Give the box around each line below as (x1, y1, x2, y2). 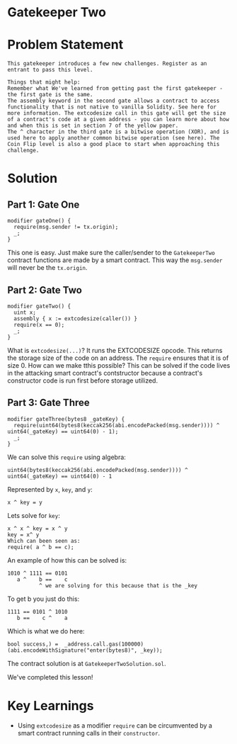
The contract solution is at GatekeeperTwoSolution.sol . (7, 659, 166, 667)
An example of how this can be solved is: (7, 556, 127, 564)
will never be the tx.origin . (7, 264, 88, 272)
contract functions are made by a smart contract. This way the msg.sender (7, 256, 223, 264)
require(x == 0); (13, 321, 65, 328)
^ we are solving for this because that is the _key (38, 582, 198, 589)
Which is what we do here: (7, 626, 85, 635)
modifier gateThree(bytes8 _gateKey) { (7, 415, 125, 422)
